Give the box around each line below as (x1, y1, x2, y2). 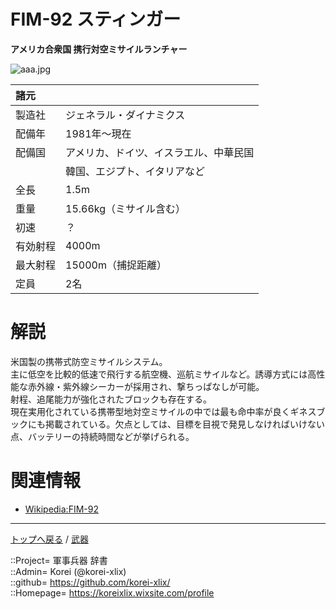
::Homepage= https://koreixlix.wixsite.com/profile (10, 586, 215, 599)
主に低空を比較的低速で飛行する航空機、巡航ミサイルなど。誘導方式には (10, 368, 308, 380)
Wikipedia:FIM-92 (24, 503, 99, 515)
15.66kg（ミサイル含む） (65, 201, 187, 215)
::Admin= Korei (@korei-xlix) (10, 565, 127, 577)
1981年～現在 (65, 126, 132, 140)
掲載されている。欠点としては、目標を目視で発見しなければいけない (44, 418, 325, 430)
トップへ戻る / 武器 (10, 533, 89, 545)
